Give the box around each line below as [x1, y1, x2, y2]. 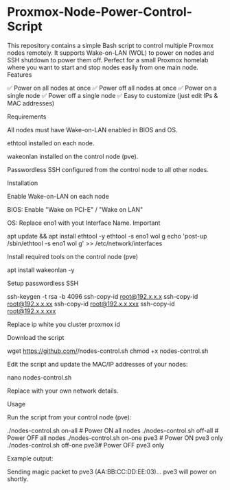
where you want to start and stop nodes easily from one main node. [7, 63, 199, 71]
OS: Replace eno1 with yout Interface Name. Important [7, 219, 161, 227]
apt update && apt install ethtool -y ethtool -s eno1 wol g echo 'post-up [7, 232, 207, 240]
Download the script [7, 333, 65, 341]
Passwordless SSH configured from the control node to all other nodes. [7, 165, 209, 173]
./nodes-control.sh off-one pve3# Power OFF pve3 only [7, 441, 165, 449]
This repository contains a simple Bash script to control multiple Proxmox [7, 41, 214, 49]
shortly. [7, 474, 29, 483]
